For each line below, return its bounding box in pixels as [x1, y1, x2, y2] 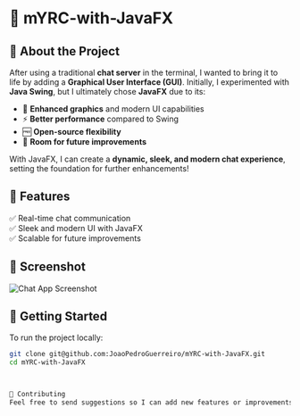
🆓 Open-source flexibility [21, 127, 122, 137]
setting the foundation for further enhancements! [9, 163, 189, 173]
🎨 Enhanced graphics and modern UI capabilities [21, 104, 204, 114]
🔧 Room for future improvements [21, 137, 147, 146]
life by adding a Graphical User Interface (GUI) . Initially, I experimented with [9, 77, 290, 87]
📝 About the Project [9, 44, 121, 59]
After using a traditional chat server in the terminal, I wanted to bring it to [9, 67, 279, 78]
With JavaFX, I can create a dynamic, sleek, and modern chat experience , [9, 154, 286, 164]
